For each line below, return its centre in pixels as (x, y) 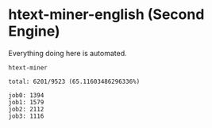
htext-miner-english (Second (106, 15)
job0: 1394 (26, 95)
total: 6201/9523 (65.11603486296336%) (74, 81)
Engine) (35, 31)
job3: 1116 (26, 116)
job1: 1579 (26, 102)
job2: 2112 (26, 109)
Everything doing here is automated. (67, 53)
